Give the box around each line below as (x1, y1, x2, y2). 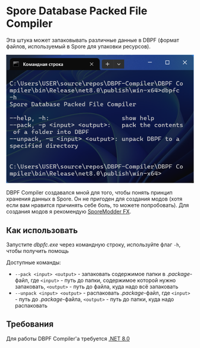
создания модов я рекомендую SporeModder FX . (6, 208, 132, 215)
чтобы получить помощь (6, 247, 69, 254)
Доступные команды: (6, 259, 61, 266)
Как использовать (6, 225, 79, 236)
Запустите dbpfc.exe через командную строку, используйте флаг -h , (6, 241, 181, 248)
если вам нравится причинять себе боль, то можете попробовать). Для (6, 202, 189, 209)
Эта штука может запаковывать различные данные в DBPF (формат (6, 36, 180, 43)
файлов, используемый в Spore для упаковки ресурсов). (6, 43, 151, 50)
